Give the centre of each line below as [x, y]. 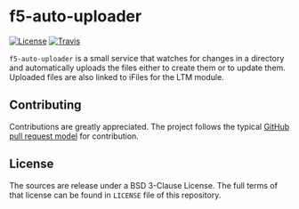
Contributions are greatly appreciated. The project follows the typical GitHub [149, 126]
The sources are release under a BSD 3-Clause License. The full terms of [144, 185]
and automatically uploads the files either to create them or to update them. [148, 68]
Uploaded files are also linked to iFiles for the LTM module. [117, 76]
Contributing [45, 105]
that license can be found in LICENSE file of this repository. [115, 195]
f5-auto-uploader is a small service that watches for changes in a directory [147, 58]
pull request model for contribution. [74, 136]
